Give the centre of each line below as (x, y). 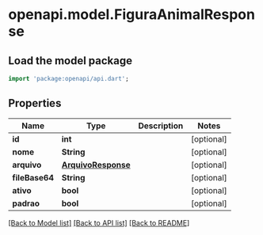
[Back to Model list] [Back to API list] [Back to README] (99, 222)
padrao (26, 203)
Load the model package (71, 61)
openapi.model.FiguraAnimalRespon (132, 15)
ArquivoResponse (96, 165)
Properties (35, 103)
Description (161, 126)
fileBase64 (33, 177)
